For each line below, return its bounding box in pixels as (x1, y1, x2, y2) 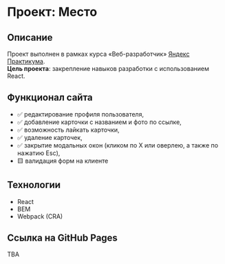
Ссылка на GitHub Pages (7, 232, 118, 244)
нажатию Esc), (17, 149, 61, 157)
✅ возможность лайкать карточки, (17, 125, 120, 134)
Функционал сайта (7, 92, 93, 103)
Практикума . (7, 57, 45, 65)
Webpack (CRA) (17, 212, 63, 221)
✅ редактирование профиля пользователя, (17, 110, 144, 118)
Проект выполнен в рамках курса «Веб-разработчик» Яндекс (7, 50, 190, 58)
